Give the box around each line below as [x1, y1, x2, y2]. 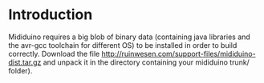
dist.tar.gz [8, 57, 42, 67]
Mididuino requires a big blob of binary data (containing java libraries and [8, 32, 250, 41]
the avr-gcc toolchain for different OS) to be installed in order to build [8, 40, 238, 49]
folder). [8, 65, 33, 75]
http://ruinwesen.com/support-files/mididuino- [101, 49, 256, 58]
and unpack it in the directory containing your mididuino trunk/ [43, 57, 250, 67]
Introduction [8, 6, 93, 24]
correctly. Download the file [8, 49, 100, 58]
